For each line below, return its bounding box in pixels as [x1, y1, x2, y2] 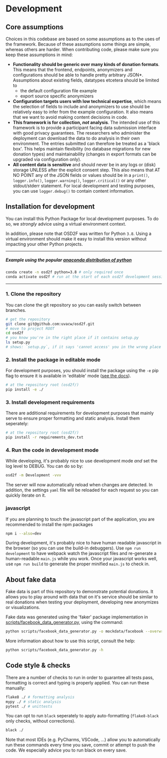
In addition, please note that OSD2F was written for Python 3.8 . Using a [5, 230, 152, 236]
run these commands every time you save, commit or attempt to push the [5, 742, 156, 748]
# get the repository [5, 316, 51, 322]
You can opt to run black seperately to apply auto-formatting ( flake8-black [5, 713, 159, 719]
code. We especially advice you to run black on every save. [5, 747, 127, 753]
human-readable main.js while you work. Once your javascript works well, [5, 556, 158, 562]
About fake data [5, 575, 56, 584]
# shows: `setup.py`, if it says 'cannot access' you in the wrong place [5, 345, 162, 350]
